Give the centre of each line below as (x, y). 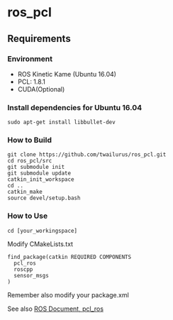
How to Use (28, 216)
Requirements (39, 39)
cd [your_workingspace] (43, 231)
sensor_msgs (32, 275)
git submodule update (39, 173)
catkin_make (25, 192)
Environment (30, 59)
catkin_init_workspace (41, 180)
